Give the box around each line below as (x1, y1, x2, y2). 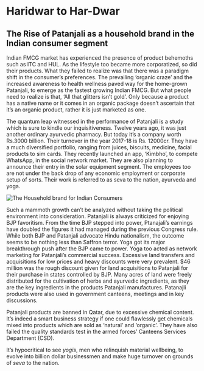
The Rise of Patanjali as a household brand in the (6, 29, 195, 39)
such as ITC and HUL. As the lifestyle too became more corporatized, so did (6, 61, 197, 68)
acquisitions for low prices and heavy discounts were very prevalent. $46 (6, 258, 191, 265)
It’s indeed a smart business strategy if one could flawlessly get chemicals (6, 315, 193, 322)
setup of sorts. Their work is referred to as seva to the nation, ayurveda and (6, 176, 196, 183)
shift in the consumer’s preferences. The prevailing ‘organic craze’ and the (6, 74, 193, 80)
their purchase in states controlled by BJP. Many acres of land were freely (6, 271, 192, 278)
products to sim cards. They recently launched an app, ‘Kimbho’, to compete (6, 150, 198, 157)
